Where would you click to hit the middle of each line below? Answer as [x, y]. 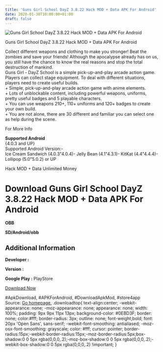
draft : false [18, 19]
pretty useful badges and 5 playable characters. [53, 99]
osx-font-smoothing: [26, 329]
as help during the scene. [31, 119]
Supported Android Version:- [34, 149]
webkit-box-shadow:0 [27, 345]
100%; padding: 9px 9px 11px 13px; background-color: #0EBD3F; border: [79, 313]
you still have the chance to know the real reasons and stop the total [74, 62]
